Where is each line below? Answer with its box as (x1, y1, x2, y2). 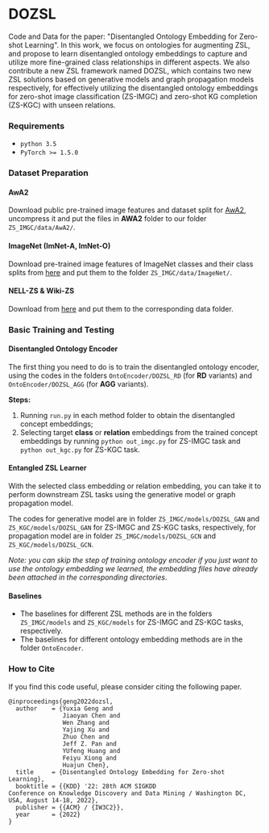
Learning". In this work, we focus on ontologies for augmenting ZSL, (24, 40, 251, 49)
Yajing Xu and (62, 726, 110, 734)
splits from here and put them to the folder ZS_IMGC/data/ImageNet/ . (8, 267, 232, 277)
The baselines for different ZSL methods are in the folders (19, 609, 213, 618)
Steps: (8, 395, 31, 404)
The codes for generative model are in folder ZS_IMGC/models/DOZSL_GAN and (8, 514, 260, 524)
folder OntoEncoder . (19, 643, 85, 653)
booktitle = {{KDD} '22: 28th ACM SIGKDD (15, 782, 157, 790)
